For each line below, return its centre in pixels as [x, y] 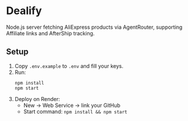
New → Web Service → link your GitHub [72, 105]
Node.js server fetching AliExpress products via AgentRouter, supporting [94, 27]
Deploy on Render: [37, 99]
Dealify [24, 11]
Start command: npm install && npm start [75, 111]
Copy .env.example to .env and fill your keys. [69, 66]
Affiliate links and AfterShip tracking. [50, 33]
